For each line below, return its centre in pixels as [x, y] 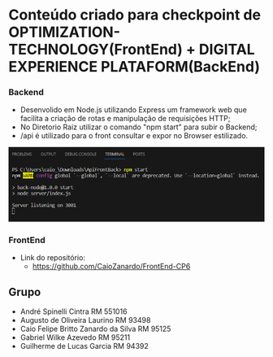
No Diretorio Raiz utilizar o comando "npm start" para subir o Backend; [139, 127]
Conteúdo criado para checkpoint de [135, 15]
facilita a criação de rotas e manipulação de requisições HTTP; [125, 119]
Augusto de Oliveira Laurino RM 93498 [85, 320]
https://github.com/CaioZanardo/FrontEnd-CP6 [111, 267]
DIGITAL [227, 50]
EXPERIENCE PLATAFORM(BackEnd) [134, 67]
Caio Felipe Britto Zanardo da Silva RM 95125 [95, 329]
